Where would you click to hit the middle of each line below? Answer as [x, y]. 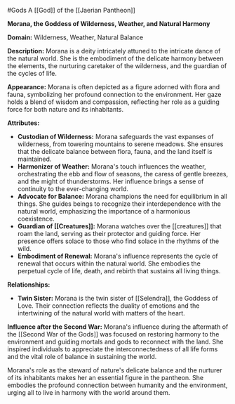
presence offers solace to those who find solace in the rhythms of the [118, 241]
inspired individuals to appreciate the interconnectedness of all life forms [113, 349]
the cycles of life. [32, 73]
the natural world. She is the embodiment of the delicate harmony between [116, 58]
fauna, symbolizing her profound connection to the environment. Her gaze [115, 95]
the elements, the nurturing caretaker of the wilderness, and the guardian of [117, 66]
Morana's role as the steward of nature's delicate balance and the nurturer [115, 370]
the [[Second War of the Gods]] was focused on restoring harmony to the [113, 334]
